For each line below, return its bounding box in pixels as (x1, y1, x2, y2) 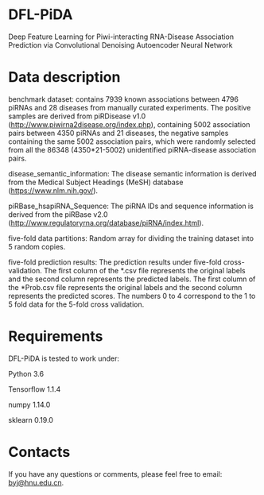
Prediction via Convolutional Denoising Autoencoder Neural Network (8, 40, 233, 49)
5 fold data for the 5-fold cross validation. (8, 300, 145, 309)
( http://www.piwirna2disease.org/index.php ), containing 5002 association (8, 119, 250, 129)
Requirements (8, 327, 103, 346)
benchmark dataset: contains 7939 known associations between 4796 (8, 94, 239, 104)
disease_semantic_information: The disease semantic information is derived (8, 168, 257, 178)
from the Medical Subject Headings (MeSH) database (8, 177, 184, 187)
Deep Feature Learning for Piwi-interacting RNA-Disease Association (8, 32, 235, 41)
